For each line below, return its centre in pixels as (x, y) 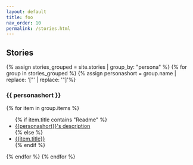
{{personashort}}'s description (52, 126)
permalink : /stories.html (38, 28)
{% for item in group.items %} (43, 108)
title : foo (20, 17)
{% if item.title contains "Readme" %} (61, 120)
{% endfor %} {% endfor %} (41, 157)
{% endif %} (30, 145)
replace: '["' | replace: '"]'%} (41, 80)
